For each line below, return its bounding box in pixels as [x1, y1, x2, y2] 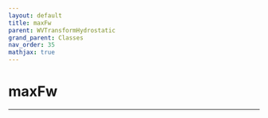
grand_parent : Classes [8, 33, 84, 42]
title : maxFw [8, 19, 52, 27]
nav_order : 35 [8, 41, 56, 49]
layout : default [8, 11, 62, 20]
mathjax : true [8, 48, 56, 56]
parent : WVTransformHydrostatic [8, 26, 116, 34]
